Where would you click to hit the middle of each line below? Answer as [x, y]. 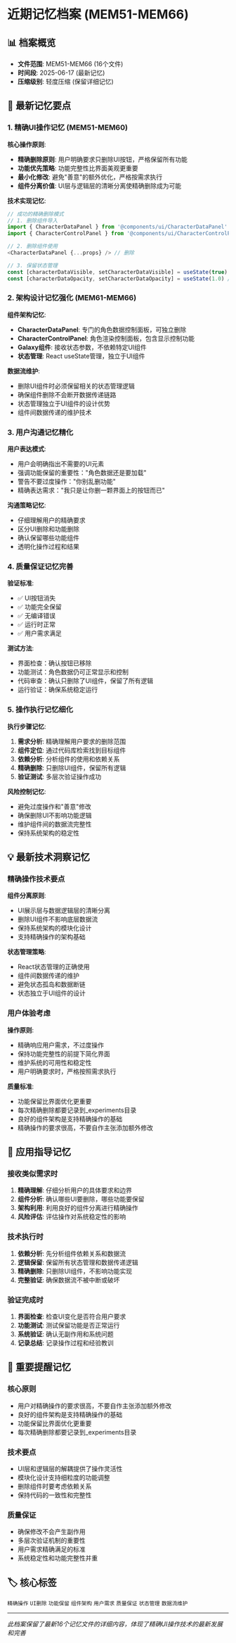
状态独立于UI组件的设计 [51, 993]
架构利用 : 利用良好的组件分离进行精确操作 [78, 1208]
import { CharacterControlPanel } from [66, 234]
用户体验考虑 [29, 1013]
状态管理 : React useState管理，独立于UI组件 [81, 355]
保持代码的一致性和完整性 [54, 1495]
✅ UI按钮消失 [37, 598]
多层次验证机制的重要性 [51, 1541]
